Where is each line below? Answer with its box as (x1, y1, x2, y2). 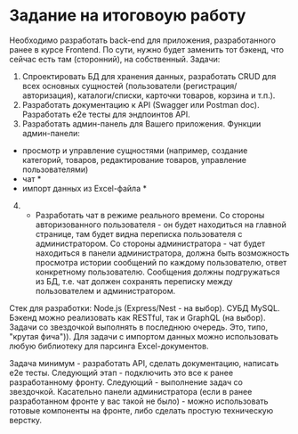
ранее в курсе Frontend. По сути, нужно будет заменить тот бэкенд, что (9, 44, 285, 54)
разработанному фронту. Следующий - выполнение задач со (9, 376, 243, 388)
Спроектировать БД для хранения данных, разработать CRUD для (21, 70, 277, 81)
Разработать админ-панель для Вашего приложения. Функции (21, 118, 262, 129)
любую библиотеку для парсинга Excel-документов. (9, 340, 209, 351)
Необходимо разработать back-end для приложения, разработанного (9, 35, 276, 45)
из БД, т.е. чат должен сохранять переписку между (35, 275, 233, 286)
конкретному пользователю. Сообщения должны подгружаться (35, 266, 280, 277)
